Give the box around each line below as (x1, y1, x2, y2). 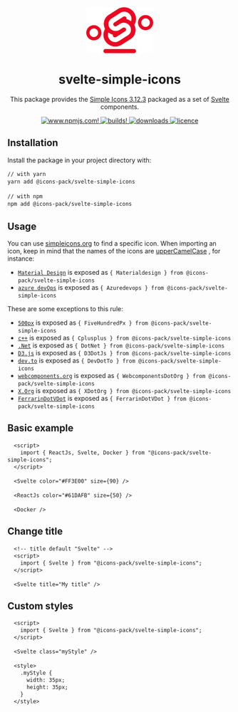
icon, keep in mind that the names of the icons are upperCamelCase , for (7, 247, 221, 256)
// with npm (7, 193, 43, 200)
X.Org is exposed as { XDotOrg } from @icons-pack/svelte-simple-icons (17, 387, 232, 395)
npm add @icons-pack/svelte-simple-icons (7, 201, 133, 208)
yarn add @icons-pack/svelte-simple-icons (7, 178, 135, 185)
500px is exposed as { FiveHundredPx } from (17, 318, 148, 327)
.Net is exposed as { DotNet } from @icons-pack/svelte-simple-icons (17, 341, 225, 350)
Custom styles (7, 600, 73, 612)
